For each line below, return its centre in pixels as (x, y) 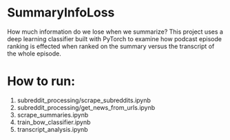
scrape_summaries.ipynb (53, 115)
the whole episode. (34, 54)
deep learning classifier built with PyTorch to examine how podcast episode (115, 38)
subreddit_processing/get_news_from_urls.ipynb (86, 107)
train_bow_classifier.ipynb (54, 122)
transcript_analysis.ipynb (52, 129)
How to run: (41, 81)
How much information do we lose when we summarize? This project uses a (115, 32)
